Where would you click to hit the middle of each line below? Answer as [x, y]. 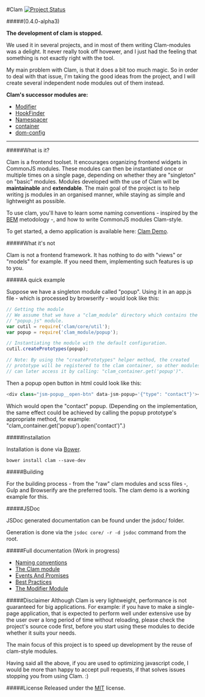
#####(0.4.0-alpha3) [33, 21]
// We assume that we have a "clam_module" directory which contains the [102, 315]
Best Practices [33, 582]
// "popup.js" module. [35, 321]
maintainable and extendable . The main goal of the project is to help [93, 188]
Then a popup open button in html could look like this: [74, 383]
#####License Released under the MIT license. [66, 688]
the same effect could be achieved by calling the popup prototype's [92, 412]
